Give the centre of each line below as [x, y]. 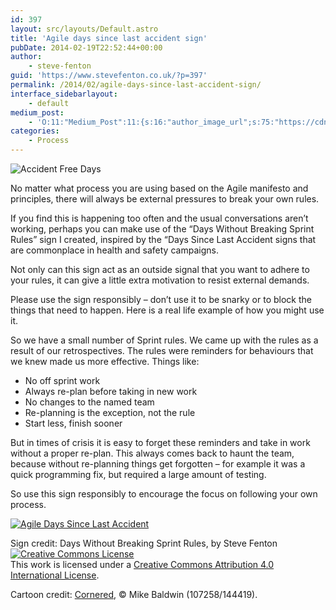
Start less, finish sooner [73, 423]
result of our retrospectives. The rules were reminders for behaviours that [162, 350]
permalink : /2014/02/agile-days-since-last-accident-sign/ [136, 85]
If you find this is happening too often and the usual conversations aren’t [159, 218]
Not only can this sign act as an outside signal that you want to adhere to [160, 269]
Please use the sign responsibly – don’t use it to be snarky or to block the [161, 299]
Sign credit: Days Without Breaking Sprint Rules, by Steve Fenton [144, 543]
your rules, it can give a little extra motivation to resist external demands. [160, 280]
